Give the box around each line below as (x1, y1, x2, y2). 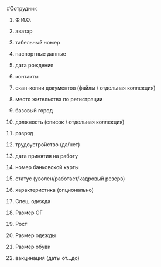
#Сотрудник (6, 5, 37, 12)
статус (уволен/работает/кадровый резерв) (15, 175, 125, 182)
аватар (15, 28, 33, 35)
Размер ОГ (15, 209, 43, 216)
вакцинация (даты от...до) (15, 255, 80, 261)
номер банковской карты (15, 164, 79, 170)
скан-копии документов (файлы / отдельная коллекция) (15, 84, 156, 91)
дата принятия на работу (15, 152, 78, 159)
